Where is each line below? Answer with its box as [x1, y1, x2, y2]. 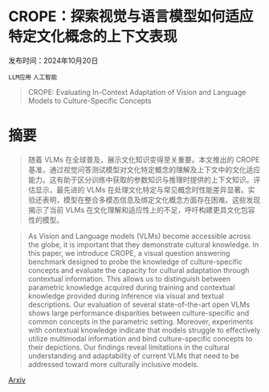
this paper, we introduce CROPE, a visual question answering [27, 248, 230, 258]
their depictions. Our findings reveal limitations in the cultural [27, 342, 230, 352]
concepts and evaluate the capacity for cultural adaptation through [27, 265, 250, 274]
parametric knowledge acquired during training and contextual [27, 283, 235, 292]
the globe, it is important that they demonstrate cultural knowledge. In [27, 239, 259, 250]
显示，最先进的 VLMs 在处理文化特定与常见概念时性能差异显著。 [35, 184, 249, 194]
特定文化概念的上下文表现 [8, 27, 178, 46]
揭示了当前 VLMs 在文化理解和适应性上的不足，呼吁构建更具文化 [27, 204, 242, 214]
